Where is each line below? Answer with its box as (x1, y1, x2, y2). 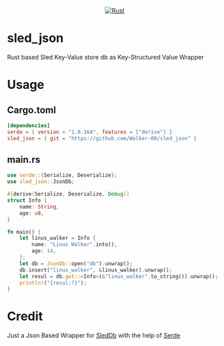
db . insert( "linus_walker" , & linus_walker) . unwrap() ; (19, 267, 173, 274)
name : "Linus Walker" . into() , (31, 241, 117, 248)
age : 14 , (31, 248, 57, 254)
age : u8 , (19, 209, 44, 217)
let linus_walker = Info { (19, 235, 96, 242)
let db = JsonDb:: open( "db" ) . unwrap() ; (19, 260, 133, 267)
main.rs (7, 154, 41, 165)
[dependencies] (7, 122, 51, 129)
